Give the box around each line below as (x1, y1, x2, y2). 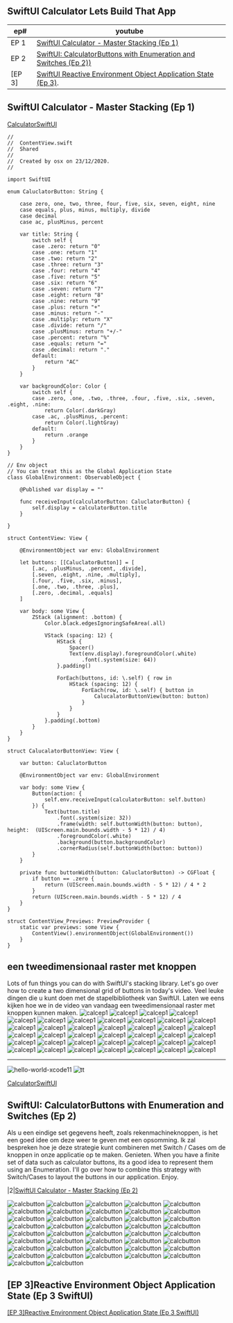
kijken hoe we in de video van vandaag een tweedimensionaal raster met (7, 1001, 215, 1010)
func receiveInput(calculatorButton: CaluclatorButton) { (19, 498, 191, 505)
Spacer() (69, 644, 95, 651)
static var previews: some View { (19, 923, 119, 930)
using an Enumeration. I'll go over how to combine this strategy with (7, 1165, 201, 1174)
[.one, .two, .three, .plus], (32, 583, 119, 590)
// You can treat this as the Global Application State (7, 468, 172, 475)
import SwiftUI (7, 176, 51, 183)
